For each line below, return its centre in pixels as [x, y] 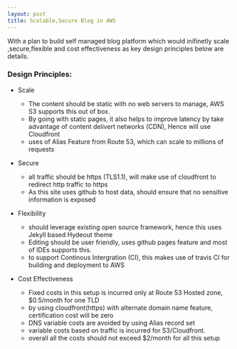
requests [41, 149]
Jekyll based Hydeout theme [70, 234]
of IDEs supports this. [60, 249]
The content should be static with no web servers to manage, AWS [126, 103]
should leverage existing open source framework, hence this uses [125, 227]
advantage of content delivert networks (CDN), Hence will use [120, 126]
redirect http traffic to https [68, 184]
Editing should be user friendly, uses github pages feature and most [128, 242]
